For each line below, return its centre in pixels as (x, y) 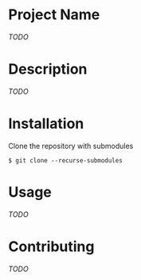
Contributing (51, 246)
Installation (46, 124)
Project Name (54, 15)
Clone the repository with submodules (71, 146)
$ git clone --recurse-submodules (66, 160)
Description (48, 69)
